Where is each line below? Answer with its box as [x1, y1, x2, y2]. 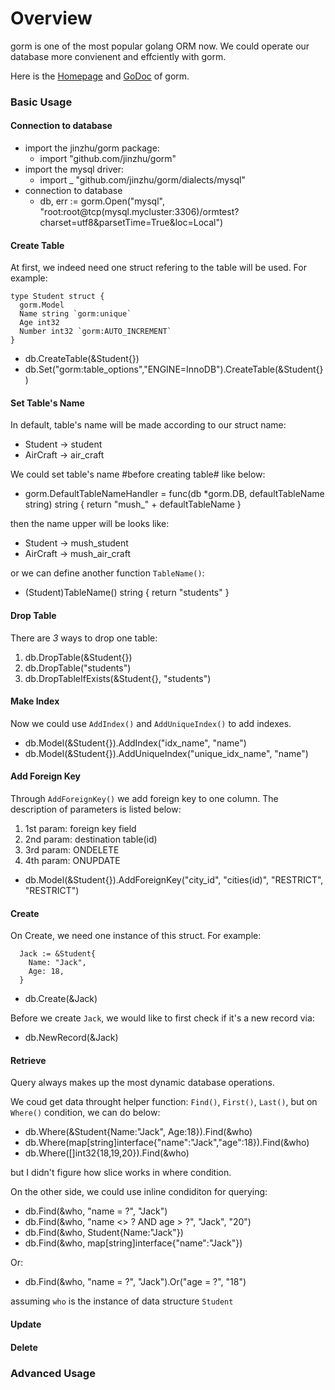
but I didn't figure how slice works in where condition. [10, 1167, 232, 1179]
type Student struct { [10, 292, 105, 302]
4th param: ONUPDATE [24, 855, 121, 867]
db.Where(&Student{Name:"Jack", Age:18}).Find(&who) [24, 1126, 253, 1138]
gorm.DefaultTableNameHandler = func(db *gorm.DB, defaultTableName [24, 488, 325, 500]
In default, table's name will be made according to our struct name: [10, 419, 287, 431]
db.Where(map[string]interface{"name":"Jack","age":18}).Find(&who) [24, 1137, 310, 1149]
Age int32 [19, 318, 60, 328]
